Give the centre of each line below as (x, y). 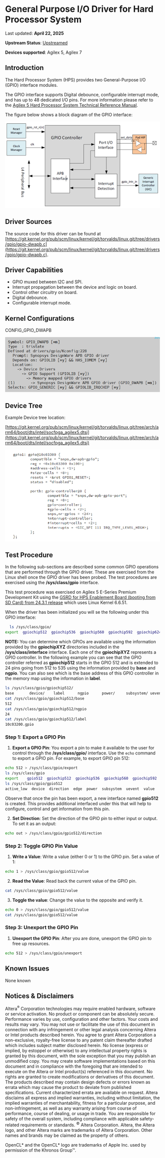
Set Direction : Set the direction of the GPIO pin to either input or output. (85, 818)
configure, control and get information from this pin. (57, 809)
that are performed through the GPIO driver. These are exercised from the (80, 572)
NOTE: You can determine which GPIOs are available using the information (81, 642)
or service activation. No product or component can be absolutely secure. (80, 1014)
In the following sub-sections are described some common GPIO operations (82, 567)
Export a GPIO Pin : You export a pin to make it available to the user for (83, 748)
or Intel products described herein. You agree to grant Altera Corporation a (81, 1035)
